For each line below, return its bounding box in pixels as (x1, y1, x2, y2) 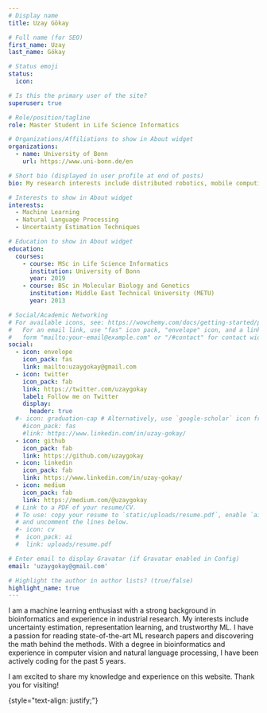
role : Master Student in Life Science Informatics (8, 121, 180, 129)
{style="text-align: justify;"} (8, 695, 99, 705)
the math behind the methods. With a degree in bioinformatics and (8, 640, 226, 649)
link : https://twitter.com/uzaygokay (22, 385, 148, 393)
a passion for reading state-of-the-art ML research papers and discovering (8, 631, 254, 641)
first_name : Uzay (8, 41, 66, 49)
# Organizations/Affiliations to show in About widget (8, 135, 194, 143)
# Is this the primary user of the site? (8, 92, 148, 99)
